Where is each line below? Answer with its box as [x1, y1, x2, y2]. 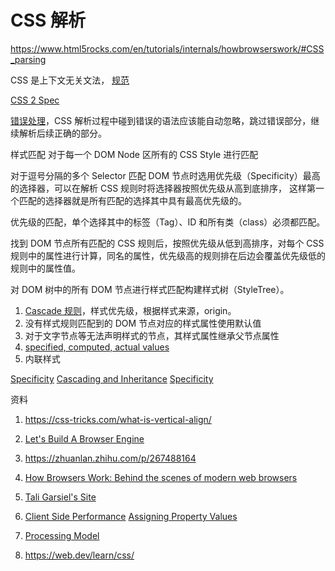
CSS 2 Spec [10, 94, 60, 106]
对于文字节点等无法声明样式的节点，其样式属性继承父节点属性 [24, 329, 280, 341]
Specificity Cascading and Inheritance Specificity [10, 372, 214, 385]
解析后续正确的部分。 [18, 127, 107, 139]
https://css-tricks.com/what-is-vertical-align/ [24, 413, 212, 425]
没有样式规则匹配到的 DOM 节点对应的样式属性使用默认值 [24, 317, 262, 329]
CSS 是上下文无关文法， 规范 [10, 74, 130, 86]
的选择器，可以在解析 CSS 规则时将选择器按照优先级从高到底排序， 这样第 [10, 182, 317, 194]
